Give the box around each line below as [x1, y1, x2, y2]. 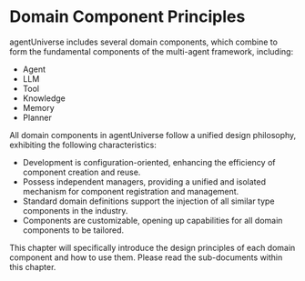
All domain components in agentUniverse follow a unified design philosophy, [9, 129, 297, 140]
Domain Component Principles [9, 6, 246, 27]
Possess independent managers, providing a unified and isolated [22, 176, 267, 187]
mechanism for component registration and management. [22, 186, 239, 196]
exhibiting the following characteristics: [9, 139, 158, 150]
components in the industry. [22, 205, 128, 216]
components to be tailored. [22, 225, 125, 236]
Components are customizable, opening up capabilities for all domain [22, 215, 283, 226]
